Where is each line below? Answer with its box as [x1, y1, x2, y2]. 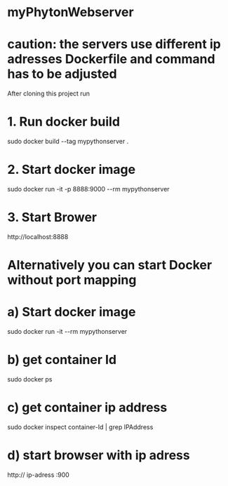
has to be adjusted [7, 66, 117, 82]
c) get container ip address [7, 400, 168, 416]
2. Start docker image [7, 162, 135, 177]
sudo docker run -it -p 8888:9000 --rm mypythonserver [7, 185, 170, 193]
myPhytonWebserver [7, 4, 135, 20]
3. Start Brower [7, 210, 97, 225]
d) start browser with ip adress [7, 447, 191, 464]
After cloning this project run [7, 89, 90, 98]
